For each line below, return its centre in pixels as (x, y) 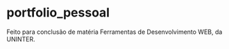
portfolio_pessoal (58, 13)
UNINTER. (21, 39)
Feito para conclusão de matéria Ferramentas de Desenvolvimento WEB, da (114, 32)
